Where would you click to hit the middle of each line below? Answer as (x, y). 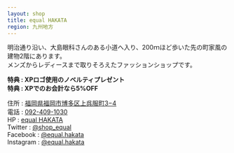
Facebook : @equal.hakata (46, 135)
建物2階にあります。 (37, 56)
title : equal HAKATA (37, 20)
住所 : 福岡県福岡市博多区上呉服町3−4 (62, 103)
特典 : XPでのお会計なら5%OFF (53, 89)
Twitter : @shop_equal (40, 127)
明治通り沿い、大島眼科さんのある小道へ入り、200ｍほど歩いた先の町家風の (117, 48)
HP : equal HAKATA (35, 120)
